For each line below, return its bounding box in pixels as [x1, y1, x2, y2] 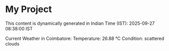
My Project [5, 4, 52, 15]
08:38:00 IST [5, 25, 33, 31]
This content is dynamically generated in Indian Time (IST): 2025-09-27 [5, 20, 155, 26]
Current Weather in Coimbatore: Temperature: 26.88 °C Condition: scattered [5, 35, 164, 41]
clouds [5, 40, 20, 46]
